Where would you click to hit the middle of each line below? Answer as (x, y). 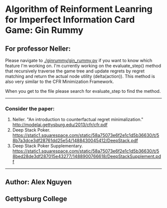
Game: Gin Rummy (44, 30)
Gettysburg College (36, 199)
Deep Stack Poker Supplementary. (47, 146)
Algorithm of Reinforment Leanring (79, 9)
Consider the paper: (30, 109)
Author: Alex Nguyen (39, 182)
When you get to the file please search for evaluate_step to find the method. (83, 91)
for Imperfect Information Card (70, 20)
